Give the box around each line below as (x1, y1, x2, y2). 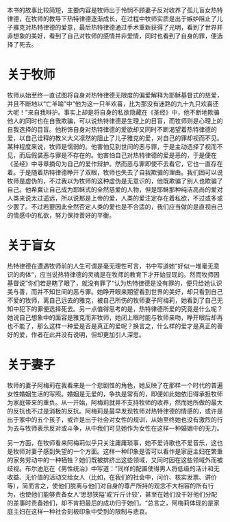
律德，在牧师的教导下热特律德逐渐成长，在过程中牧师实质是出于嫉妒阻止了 (7, 14, 217, 23)
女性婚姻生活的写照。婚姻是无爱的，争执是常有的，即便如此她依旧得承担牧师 (7, 389, 223, 398)
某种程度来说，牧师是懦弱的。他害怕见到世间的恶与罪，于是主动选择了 (7, 142, 205, 150)
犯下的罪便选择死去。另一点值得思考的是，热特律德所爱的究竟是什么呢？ (18, 304, 223, 313)
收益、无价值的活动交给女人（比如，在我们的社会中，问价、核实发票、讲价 (7, 473, 217, 481)
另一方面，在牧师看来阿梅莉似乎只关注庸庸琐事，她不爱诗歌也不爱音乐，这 (7, 438, 217, 446)
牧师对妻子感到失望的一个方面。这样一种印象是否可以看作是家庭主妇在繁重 (12, 447, 223, 455)
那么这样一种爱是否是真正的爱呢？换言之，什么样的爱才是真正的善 (36, 321, 223, 330)
